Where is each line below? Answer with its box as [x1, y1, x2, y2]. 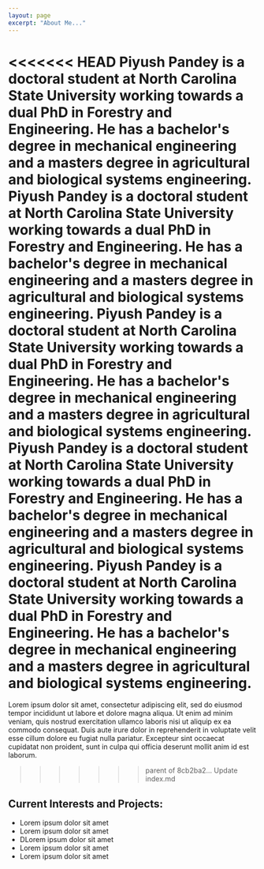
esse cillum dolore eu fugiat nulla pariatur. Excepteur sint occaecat [8, 734, 225, 743]
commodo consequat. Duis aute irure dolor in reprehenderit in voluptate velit [8, 725, 256, 735]
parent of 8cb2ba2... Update [145, 766, 238, 775]
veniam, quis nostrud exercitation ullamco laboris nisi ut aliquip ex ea [8, 717, 232, 727]
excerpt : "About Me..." [8, 19, 87, 27]
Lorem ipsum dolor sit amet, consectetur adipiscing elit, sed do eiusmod [8, 700, 243, 709]
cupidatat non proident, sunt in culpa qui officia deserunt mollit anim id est [8, 742, 250, 751]
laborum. [8, 750, 38, 760]
